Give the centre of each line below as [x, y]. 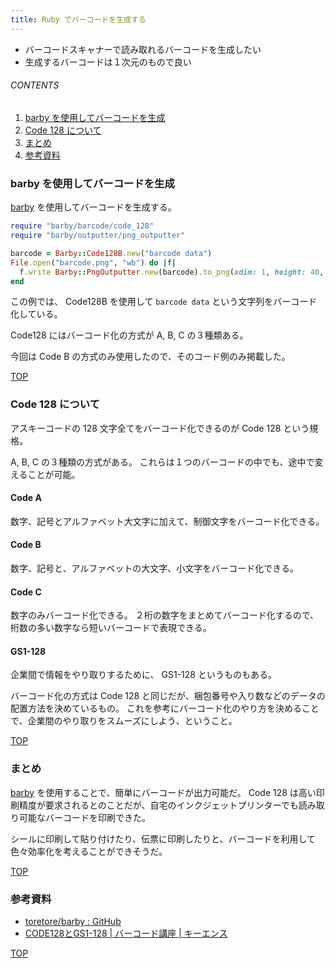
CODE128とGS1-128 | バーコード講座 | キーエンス [126, 933]
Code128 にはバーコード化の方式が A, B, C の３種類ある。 [129, 335]
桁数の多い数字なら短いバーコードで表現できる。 [111, 628]
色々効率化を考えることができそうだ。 [89, 851]
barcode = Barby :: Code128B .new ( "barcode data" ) [111, 253]
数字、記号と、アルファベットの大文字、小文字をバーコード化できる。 [155, 568]
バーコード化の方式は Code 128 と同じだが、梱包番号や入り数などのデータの [168, 696]
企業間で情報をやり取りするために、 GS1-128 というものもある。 [143, 675]
